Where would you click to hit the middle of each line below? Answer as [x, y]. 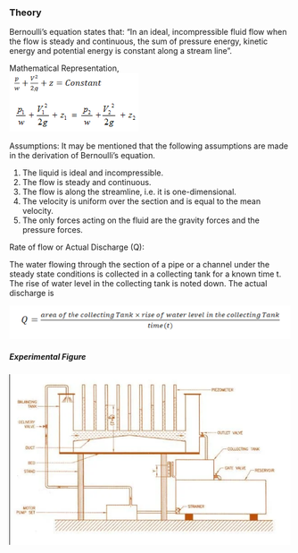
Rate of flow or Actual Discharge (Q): [77, 247]
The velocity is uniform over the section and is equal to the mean [141, 201]
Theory [25, 13]
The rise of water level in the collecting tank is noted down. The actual [138, 284]
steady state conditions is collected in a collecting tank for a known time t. [145, 274]
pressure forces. [52, 230]
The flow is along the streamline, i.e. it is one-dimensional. [129, 192]
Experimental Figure [48, 356]
